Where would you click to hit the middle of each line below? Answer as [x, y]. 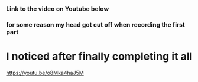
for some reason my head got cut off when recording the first [95, 24]
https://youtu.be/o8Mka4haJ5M [45, 73]
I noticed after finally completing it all [99, 56]
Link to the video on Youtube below [58, 9]
